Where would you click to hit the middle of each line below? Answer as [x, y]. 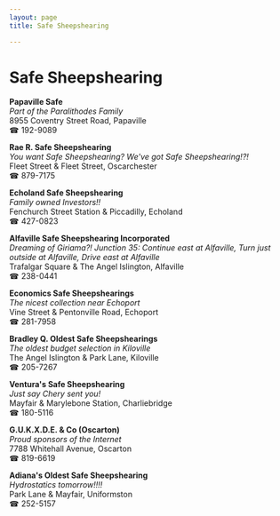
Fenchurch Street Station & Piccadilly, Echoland [96, 212]
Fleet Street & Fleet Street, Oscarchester [83, 166]
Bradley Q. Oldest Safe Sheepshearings [84, 339]
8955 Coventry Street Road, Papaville [78, 121]
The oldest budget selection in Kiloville [80, 348]
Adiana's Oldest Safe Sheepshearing [79, 475]
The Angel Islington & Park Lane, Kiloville [84, 358]
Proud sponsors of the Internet [65, 440]
